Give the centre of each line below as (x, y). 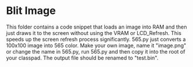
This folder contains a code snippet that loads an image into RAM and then (96, 27)
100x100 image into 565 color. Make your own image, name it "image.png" (96, 45)
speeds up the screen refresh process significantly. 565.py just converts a (96, 39)
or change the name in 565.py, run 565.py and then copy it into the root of (96, 51)
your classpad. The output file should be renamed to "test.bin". (82, 58)
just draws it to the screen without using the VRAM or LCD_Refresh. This (94, 33)
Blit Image (31, 11)
